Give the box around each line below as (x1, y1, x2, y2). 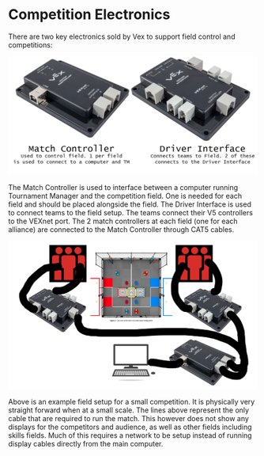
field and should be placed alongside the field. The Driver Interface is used (8, 199, 251, 209)
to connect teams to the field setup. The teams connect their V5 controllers (8, 207, 253, 217)
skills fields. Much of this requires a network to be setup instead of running (8, 431, 252, 440)
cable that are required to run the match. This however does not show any (8, 414, 249, 424)
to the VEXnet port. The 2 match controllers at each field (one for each (8, 216, 239, 226)
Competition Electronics (8, 6, 171, 24)
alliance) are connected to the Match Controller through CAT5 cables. (8, 224, 235, 234)
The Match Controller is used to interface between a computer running (8, 182, 239, 192)
